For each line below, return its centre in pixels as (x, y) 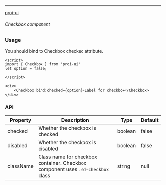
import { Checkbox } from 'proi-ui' (43, 64)
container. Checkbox (62, 163)
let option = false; (26, 68)
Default (149, 120)
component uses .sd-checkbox (74, 169)
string (124, 166)
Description (75, 120)
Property (20, 120)
